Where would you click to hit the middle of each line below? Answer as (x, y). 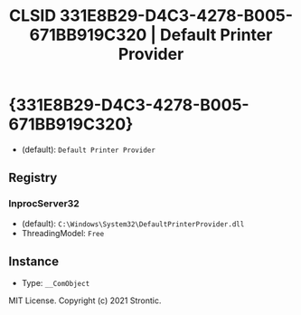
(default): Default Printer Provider (88, 149)
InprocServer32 (44, 204)
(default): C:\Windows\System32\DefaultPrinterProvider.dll (133, 224)
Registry (33, 178)
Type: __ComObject (56, 283)
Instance (34, 262)
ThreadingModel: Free (63, 233)
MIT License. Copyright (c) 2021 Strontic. (85, 301)
